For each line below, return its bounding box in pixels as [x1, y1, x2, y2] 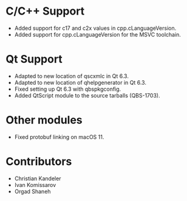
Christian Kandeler [14, 175, 61, 182]
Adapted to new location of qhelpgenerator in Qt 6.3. [14, 79, 147, 86]
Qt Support [5, 52, 63, 66]
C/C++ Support [5, 4, 85, 18]
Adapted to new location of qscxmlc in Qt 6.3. [14, 72, 129, 80]
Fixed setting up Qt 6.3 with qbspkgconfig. [14, 85, 121, 93]
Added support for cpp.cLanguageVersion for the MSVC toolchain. [14, 30, 182, 38]
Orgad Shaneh [14, 188, 51, 195]
